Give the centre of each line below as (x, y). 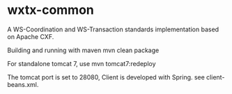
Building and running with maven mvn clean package (83, 50)
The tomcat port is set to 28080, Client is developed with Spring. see (106, 77)
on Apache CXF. (31, 36)
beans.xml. (23, 84)
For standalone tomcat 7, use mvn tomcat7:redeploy (82, 63)
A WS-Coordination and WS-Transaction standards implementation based (113, 29)
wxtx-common (51, 10)
